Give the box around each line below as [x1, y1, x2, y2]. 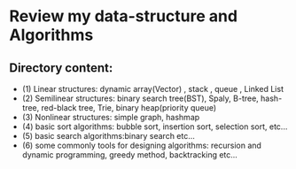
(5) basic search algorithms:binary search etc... [21, 131, 195, 141]
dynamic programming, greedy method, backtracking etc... [21, 150, 238, 160]
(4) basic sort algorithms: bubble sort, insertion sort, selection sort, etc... [21, 121, 288, 132]
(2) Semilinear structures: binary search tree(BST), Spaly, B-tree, [21, 93, 259, 104]
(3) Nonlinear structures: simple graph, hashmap [21, 112, 200, 122]
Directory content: [9, 60, 113, 75]
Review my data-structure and [9, 6, 238, 27]
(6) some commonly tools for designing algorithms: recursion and [21, 140, 261, 150]
